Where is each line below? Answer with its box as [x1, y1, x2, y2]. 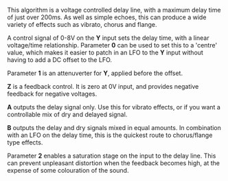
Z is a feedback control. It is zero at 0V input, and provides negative [7, 83, 199, 90]
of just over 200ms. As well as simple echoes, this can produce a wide [7, 13, 207, 21]
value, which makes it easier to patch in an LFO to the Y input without [7, 48, 204, 56]
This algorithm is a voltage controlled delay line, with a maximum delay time [7, 6, 221, 14]
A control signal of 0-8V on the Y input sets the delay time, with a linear [7, 34, 209, 42]
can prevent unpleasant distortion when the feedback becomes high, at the [7, 159, 220, 167]
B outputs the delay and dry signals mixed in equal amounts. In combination [7, 124, 222, 131]
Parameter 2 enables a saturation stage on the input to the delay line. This [7, 151, 216, 160]
